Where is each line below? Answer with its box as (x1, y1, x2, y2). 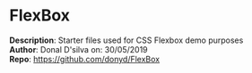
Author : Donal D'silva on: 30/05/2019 (9, 44, 148, 54)
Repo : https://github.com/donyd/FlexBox (9, 53, 160, 64)
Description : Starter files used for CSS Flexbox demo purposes (9, 35, 244, 45)
